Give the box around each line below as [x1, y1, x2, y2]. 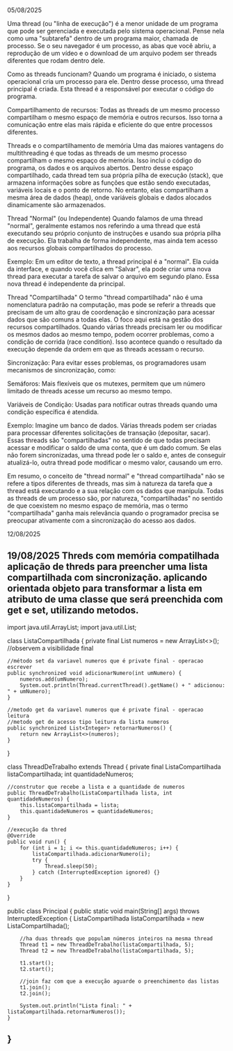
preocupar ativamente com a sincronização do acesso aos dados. [7, 516, 196, 524]
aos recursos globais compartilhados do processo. [7, 244, 153, 252]
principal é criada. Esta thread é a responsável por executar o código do [7, 85, 214, 93]
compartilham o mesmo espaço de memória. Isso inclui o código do [7, 156, 202, 165]
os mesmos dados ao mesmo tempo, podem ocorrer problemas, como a [7, 331, 214, 338]
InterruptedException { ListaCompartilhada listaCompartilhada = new [7, 914, 204, 923]
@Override [7, 832, 36, 839]
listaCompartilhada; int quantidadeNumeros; [7, 770, 134, 778]
